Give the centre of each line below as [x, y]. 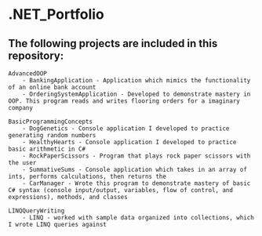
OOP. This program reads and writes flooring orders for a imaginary [124, 101]
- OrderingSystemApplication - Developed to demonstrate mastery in [136, 94]
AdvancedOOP [27, 74]
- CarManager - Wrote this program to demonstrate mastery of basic [136, 183]
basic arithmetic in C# [47, 149]
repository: [36, 55]
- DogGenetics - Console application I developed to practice [126, 129]
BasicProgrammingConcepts [50, 122]
